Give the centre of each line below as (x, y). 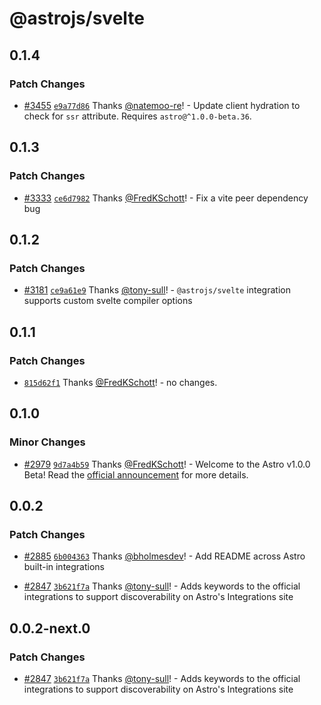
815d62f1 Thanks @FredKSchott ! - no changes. (120, 382)
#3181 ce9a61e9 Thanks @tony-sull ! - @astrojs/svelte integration (157, 290)
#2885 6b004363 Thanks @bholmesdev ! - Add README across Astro (164, 556)
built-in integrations (64, 567)
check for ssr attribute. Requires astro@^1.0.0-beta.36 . (137, 116)
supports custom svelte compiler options (108, 301)
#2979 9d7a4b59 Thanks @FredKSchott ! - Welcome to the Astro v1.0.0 (167, 464)
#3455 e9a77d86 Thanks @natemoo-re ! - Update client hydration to (162, 105)
